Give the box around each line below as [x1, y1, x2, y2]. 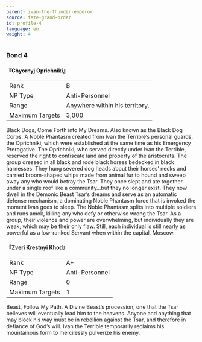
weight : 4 [6, 31, 31, 37]
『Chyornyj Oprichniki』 [6, 67, 68, 74]
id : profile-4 [6, 20, 42, 26]
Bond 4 [6, 51, 28, 60]
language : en [6, 25, 39, 32]
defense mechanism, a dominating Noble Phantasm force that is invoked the [6, 197, 196, 204]
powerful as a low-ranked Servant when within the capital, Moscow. [6, 229, 175, 236]
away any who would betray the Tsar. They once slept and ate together [6, 178, 183, 185]
